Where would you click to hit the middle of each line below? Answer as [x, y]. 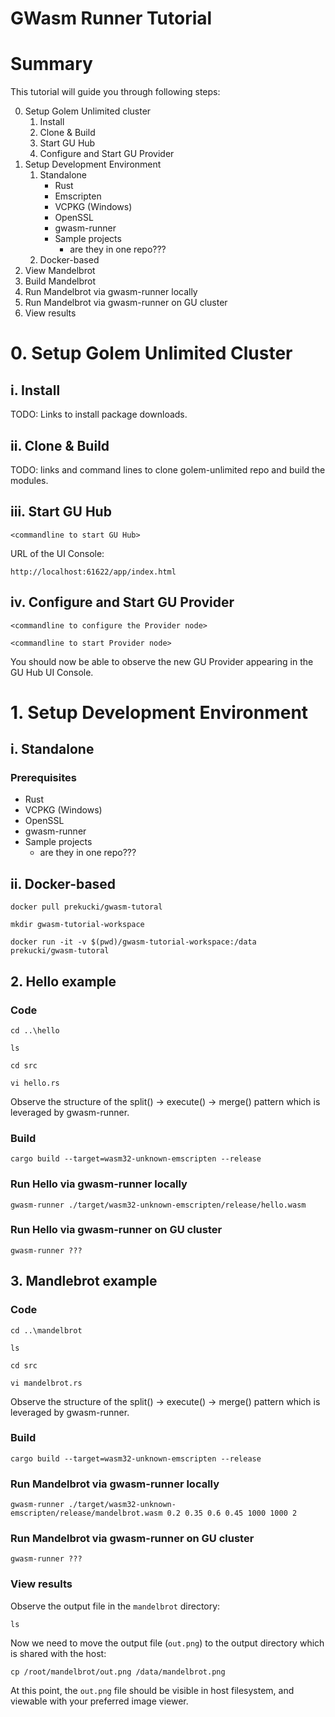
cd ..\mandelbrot [46, 1330]
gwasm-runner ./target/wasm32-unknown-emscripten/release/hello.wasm [158, 1205]
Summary [51, 64]
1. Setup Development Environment [159, 712]
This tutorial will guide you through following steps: [115, 92]
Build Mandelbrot [60, 281]
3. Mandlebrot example [84, 1281]
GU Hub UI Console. [52, 672]
